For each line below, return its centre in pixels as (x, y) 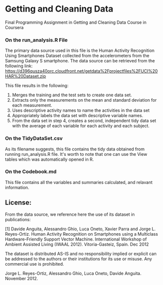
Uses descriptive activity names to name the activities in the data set (81, 110)
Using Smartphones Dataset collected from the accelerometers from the (77, 56)
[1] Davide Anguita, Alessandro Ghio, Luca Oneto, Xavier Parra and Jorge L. (80, 229)
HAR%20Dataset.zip (25, 76)
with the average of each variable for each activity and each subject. (81, 126)
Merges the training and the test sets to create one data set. (72, 95)
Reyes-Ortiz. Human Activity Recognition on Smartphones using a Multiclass (81, 234)
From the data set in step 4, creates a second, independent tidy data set (84, 121)
